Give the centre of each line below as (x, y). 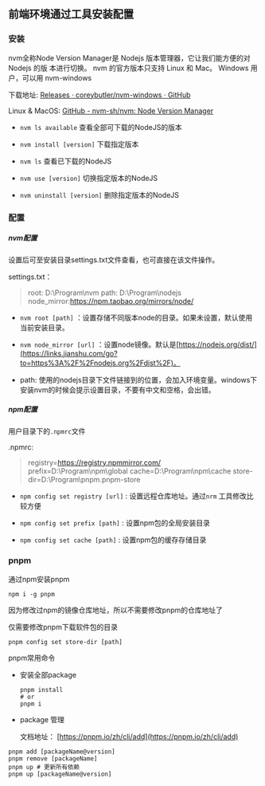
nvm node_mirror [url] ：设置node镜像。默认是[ (99, 344)
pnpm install (41, 690)
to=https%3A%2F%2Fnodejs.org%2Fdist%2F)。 (100, 363)
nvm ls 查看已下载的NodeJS (66, 161)
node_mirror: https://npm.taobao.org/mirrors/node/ (111, 301)
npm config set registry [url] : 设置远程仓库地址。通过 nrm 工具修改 (133, 496)
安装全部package (48, 674)
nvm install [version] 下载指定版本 (79, 144)
